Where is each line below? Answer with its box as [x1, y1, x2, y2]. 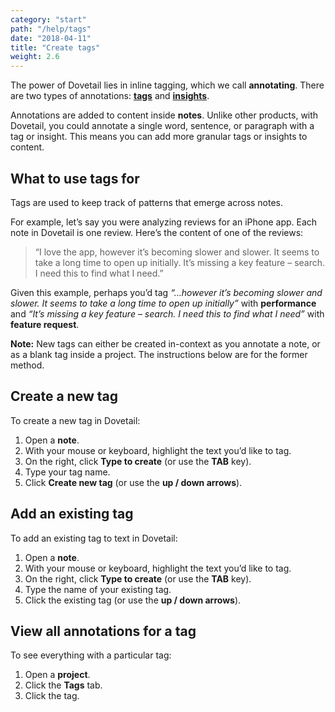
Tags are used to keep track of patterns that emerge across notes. [10, 196, 284, 208]
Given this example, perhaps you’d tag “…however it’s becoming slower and [10, 286, 323, 298]
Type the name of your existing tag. [24, 583, 172, 595]
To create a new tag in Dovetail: [10, 414, 141, 426]
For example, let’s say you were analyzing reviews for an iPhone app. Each [10, 216, 318, 228]
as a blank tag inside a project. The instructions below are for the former [10, 348, 308, 360]
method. [10, 359, 45, 371]
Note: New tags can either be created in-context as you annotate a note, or [10, 337, 321, 350]
